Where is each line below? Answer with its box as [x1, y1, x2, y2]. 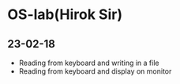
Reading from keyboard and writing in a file [18, 58, 159, 67]
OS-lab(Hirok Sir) [7, 6, 123, 24]
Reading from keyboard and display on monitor [18, 67, 172, 76]
